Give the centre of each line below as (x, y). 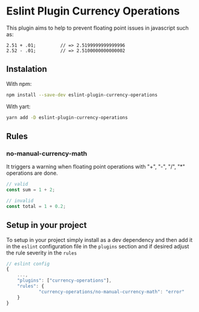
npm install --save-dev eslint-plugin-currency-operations (82, 95)
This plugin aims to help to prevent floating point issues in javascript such (97, 28)
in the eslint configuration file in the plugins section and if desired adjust (98, 246)
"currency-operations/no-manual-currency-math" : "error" (112, 291)
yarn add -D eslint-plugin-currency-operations (67, 117)
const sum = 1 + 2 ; (31, 190)
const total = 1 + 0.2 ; (36, 206)
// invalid (20, 201)
